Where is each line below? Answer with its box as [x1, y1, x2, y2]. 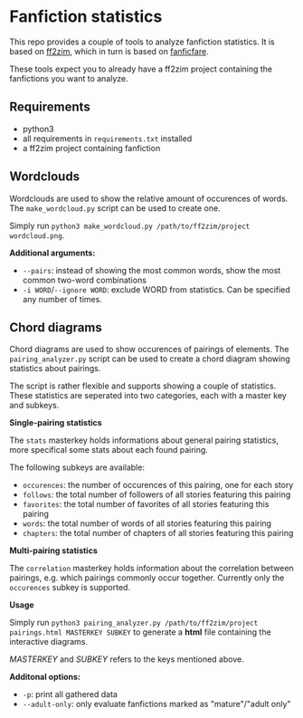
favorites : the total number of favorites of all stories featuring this [22, 499, 270, 510]
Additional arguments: [9, 247, 96, 258]
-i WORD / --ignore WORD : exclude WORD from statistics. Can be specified [22, 283, 291, 295]
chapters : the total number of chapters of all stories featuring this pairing [22, 528, 294, 539]
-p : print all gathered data [22, 689, 118, 700]
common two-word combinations [22, 274, 147, 285]
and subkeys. [9, 400, 60, 411]
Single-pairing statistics [9, 417, 102, 428]
